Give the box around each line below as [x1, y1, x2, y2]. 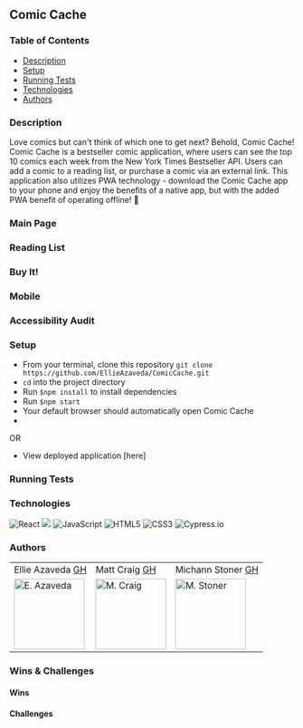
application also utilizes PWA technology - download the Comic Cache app [9, 175, 289, 186]
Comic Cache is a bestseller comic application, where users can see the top [9, 146, 292, 157]
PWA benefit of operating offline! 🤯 [9, 194, 139, 205]
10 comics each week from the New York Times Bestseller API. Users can [9, 156, 283, 167]
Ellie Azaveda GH [14, 563, 88, 576]
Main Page [9, 216, 57, 229]
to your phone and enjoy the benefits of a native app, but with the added [9, 185, 279, 196]
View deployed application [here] [22, 450, 147, 461]
